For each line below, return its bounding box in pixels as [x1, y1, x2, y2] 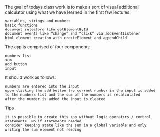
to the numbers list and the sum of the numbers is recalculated [5, 92, 140, 97]
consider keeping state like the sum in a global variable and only [5, 123, 147, 128]
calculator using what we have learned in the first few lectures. [5, 9, 131, 15]
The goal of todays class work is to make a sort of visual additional [5, 4, 139, 10]
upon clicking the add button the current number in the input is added [5, 88, 156, 93]
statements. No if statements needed [5, 119, 82, 123]
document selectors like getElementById [5, 27, 89, 32]
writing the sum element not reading [5, 127, 82, 132]
